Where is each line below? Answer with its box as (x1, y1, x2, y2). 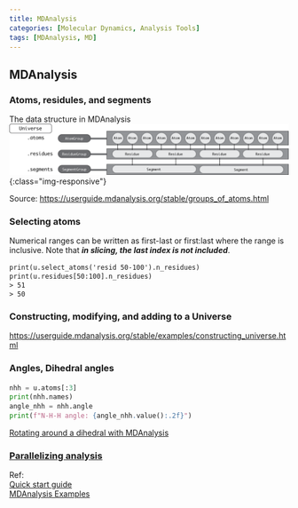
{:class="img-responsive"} (9, 176, 107, 187)
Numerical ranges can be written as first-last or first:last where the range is (9, 235, 285, 246)
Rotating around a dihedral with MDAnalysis (9, 427, 169, 438)
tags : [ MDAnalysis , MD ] (9, 33, 98, 42)
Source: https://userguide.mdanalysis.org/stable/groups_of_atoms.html (9, 193, 270, 203)
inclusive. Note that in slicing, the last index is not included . (9, 244, 231, 255)
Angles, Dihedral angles (9, 362, 115, 375)
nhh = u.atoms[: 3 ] (9, 383, 77, 393)
